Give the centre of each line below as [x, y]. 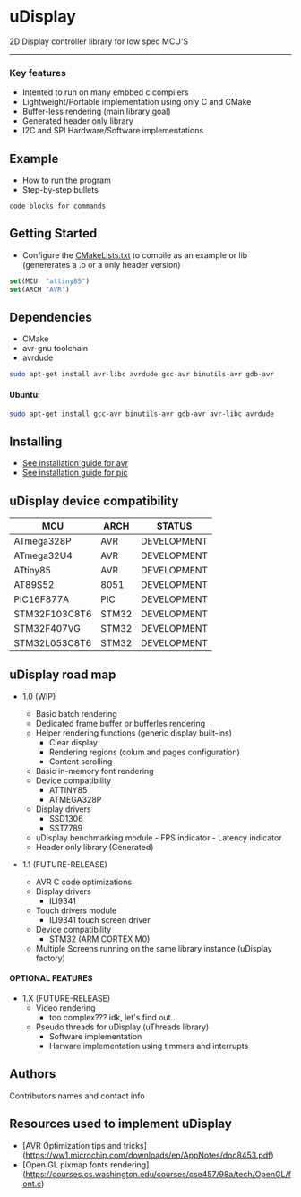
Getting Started [53, 233]
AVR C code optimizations [84, 882]
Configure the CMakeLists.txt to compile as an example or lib [135, 255]
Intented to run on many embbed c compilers [105, 92]
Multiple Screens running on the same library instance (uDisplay [154, 948]
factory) [50, 958]
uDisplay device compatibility [94, 500]
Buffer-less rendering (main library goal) [97, 112]
